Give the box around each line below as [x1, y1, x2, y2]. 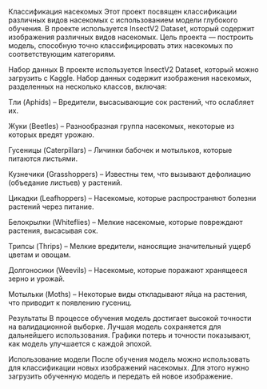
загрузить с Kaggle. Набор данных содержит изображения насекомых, [8, 74, 252, 82]
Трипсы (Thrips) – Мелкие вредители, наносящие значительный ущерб [8, 242, 252, 251]
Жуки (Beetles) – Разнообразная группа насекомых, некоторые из [8, 122, 234, 130]
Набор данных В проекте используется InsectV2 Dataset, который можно [8, 65, 259, 74]
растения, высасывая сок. [8, 226, 98, 235]
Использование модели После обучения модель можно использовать [8, 355, 250, 363]
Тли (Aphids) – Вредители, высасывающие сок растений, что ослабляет [8, 98, 254, 106]
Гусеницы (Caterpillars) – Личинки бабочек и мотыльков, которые [8, 146, 233, 154]
